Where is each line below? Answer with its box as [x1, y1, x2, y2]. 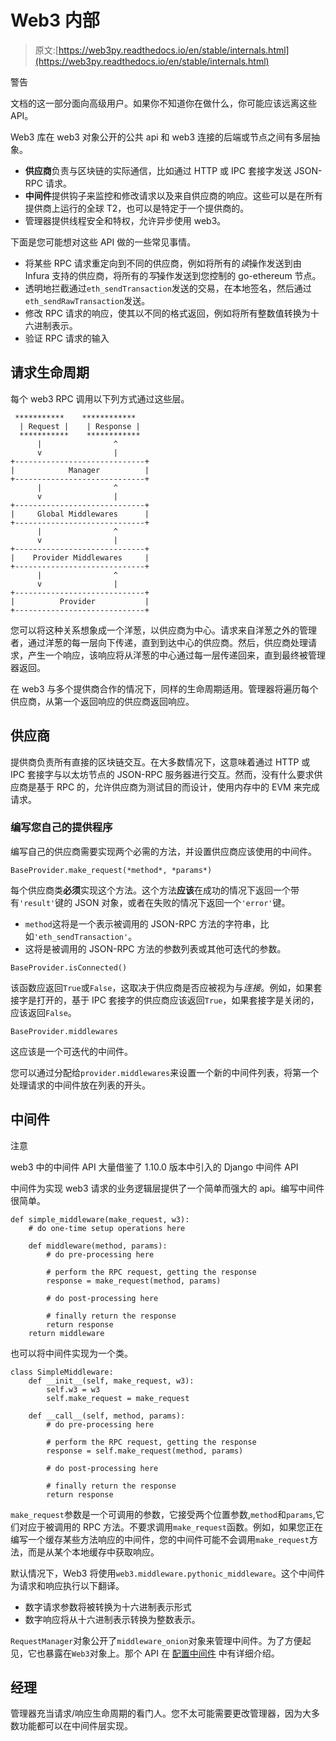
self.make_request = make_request [46, 1393, 190, 1403]
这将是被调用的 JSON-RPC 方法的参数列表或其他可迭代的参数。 [24, 942, 287, 955]
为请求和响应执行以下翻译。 [10, 1579, 125, 1591]
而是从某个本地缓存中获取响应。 [27, 1546, 160, 1558]
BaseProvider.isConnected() [10, 962, 128, 973]
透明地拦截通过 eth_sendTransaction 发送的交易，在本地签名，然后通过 [24, 282, 312, 294]
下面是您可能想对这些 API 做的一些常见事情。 [10, 236, 197, 248]
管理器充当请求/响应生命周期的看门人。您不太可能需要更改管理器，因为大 [10, 1707, 312, 1720]
